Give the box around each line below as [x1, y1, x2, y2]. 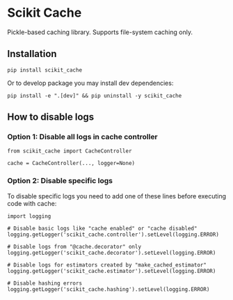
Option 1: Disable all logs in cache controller [7, 132, 158, 142]
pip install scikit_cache [7, 66, 82, 74]
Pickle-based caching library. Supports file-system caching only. [7, 28, 193, 36]
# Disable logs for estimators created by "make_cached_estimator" [7, 261, 207, 269]
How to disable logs [7, 111, 95, 123]
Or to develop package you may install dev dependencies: [7, 79, 174, 87]
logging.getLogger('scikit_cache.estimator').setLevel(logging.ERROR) [7, 267, 216, 274]
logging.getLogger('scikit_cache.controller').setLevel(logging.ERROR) [7, 231, 219, 238]
